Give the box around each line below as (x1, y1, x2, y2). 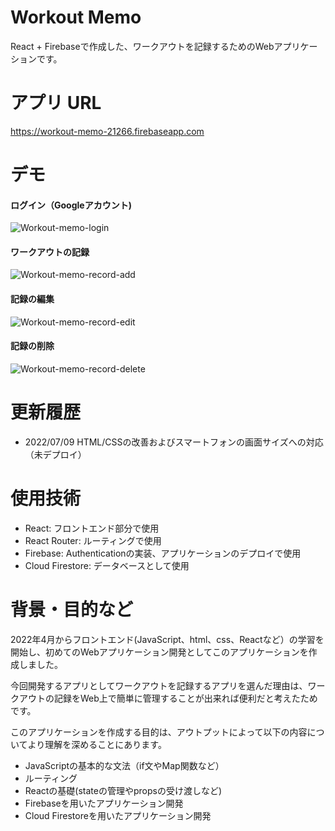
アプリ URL (10, 92, 102, 115)
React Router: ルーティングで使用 (24, 534, 162, 546)
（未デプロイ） (24, 448, 87, 460)
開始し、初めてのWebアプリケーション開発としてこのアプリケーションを (10, 646, 309, 658)
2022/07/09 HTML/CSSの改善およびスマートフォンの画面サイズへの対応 (24, 436, 324, 448)
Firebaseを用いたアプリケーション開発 (24, 797, 184, 809)
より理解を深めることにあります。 (27, 738, 167, 750)
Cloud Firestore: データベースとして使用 (24, 559, 190, 571)
